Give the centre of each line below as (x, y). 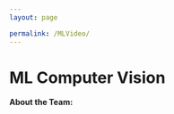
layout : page (34, 17)
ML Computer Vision (87, 77)
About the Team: (41, 102)
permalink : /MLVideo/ (50, 33)
